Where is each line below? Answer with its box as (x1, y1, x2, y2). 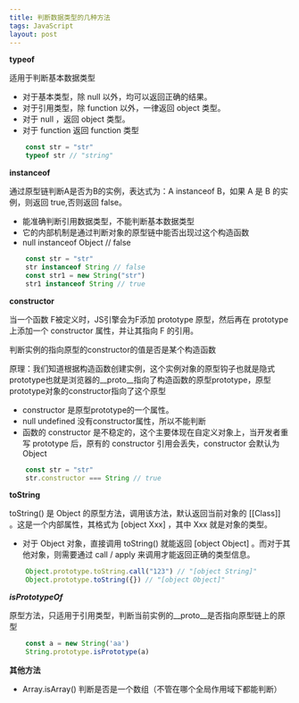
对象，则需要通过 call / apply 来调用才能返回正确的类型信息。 (29, 549, 255, 560)
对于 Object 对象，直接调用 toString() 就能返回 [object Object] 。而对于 (21, 538, 283, 549)
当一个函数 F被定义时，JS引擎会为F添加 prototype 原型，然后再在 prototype (9, 314, 288, 324)
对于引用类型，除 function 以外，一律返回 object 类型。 (21, 103, 226, 113)
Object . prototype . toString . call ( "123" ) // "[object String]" (25, 567, 257, 576)
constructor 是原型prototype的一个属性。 (21, 404, 174, 415)
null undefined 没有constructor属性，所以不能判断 (21, 415, 207, 426)
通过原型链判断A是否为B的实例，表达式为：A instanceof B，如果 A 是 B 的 (9, 186, 281, 197)
